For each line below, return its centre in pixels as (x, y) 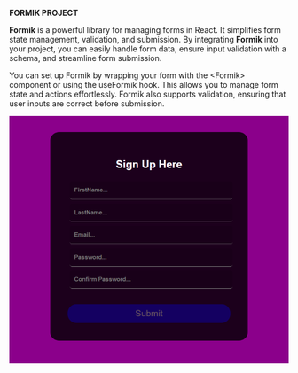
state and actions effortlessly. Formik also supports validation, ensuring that (148, 94)
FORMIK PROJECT (43, 13)
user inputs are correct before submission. (87, 104)
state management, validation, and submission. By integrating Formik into (144, 39)
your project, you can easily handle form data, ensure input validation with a (148, 49)
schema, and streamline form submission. (86, 58)
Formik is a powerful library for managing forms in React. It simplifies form (145, 30)
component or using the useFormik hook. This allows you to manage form (144, 85)
